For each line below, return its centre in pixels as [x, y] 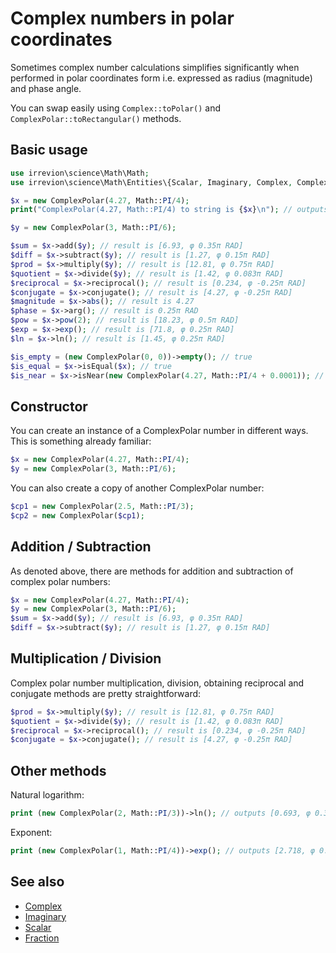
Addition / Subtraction [81, 547]
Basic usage [49, 150]
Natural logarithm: [47, 795]
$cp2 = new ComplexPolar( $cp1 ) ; [77, 515]
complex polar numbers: [60, 581]
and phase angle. [46, 88]
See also [37, 882]
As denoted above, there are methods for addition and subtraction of [152, 571]
